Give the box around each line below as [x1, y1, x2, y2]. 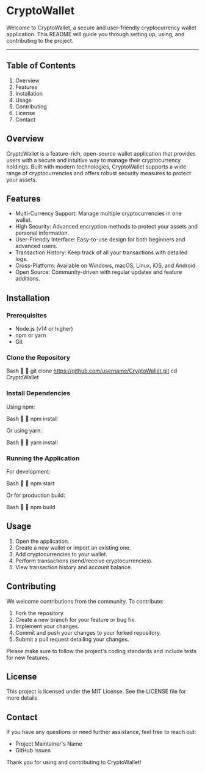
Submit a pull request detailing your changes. [15, 635, 129, 643]
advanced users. [15, 243, 58, 250]
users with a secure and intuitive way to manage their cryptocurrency [6, 156, 181, 164]
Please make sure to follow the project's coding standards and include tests [6, 647, 197, 654]
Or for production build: [6, 491, 65, 499]
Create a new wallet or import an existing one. [15, 543, 131, 551]
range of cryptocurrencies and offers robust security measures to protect [6, 169, 191, 176]
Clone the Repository [6, 353, 71, 361]
